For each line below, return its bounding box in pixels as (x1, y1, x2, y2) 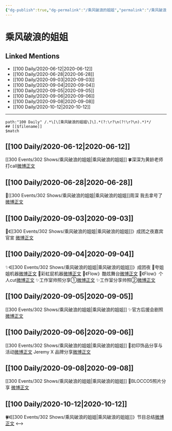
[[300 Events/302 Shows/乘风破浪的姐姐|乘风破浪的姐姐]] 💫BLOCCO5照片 (5, 378, 162, 384)
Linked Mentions (5, 52, 60, 61)
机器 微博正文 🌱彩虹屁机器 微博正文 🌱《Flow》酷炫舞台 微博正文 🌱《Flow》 (9, 270, 159, 277)
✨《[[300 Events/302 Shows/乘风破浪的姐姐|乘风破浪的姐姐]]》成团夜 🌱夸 (5, 264, 160, 270)
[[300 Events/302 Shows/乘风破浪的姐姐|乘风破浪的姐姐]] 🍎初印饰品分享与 (5, 342, 163, 348)
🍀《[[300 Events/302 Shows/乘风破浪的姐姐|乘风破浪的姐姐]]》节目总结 (5, 414, 155, 420)
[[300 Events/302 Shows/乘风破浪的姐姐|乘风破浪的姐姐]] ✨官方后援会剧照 (5, 306, 164, 312)
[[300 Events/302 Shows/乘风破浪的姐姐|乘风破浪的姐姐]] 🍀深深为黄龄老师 (5, 156, 164, 163)
